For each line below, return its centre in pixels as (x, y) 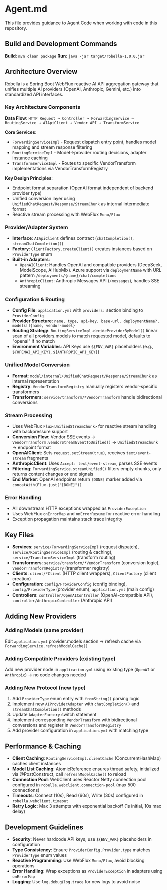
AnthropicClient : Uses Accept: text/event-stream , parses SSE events (84, 463)
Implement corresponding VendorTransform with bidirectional (75, 720)
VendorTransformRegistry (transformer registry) (61, 568)
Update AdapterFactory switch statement (54, 715)
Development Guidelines (44, 827)
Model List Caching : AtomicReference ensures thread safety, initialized (86, 769)
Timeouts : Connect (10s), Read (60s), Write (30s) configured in (78, 796)
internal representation (36, 381)
